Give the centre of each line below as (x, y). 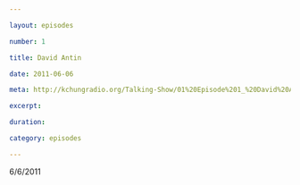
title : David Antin (46, 58)
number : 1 (28, 41)
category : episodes (46, 139)
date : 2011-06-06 (42, 74)
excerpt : (25, 106)
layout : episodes (42, 25)
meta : (19, 90)
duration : (28, 122)
